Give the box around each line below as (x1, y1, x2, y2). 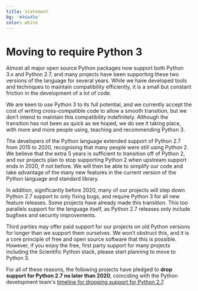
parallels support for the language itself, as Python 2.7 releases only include (6, 205, 190, 212)
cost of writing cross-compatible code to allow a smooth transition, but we (6, 107, 187, 115)
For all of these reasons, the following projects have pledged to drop (6, 266, 173, 273)
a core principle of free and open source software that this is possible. (6, 236, 177, 243)
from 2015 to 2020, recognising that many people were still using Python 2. (6, 144, 189, 151)
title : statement (6, 8, 49, 15)
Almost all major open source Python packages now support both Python (6, 64, 184, 71)
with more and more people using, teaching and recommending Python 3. (6, 126, 185, 133)
